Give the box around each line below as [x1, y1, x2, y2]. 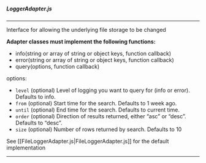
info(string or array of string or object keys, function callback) [15, 50, 172, 57]
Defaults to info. [15, 93, 56, 100]
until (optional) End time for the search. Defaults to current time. [15, 106, 180, 113]
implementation [6, 144, 46, 151]
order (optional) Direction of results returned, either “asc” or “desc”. [15, 112, 186, 119]
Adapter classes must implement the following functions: [6, 37, 156, 45]
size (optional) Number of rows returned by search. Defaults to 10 [15, 126, 182, 133]
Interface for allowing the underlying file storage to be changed [6, 26, 167, 33]
